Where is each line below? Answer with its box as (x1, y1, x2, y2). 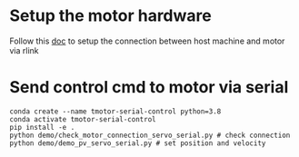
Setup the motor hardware (9, 5, 212, 26)
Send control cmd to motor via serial (9, 77, 289, 98)
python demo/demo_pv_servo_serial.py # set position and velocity (9, 138, 266, 148)
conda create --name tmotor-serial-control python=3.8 (9, 106, 222, 116)
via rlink (9, 44, 39, 55)
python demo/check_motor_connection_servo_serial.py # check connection (9, 131, 291, 140)
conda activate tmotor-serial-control (9, 114, 156, 123)
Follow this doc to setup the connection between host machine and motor (9, 35, 285, 46)
